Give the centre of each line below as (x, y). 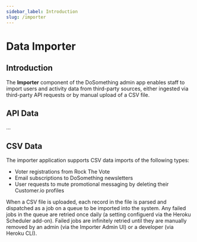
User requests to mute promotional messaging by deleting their (92, 184)
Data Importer (41, 46)
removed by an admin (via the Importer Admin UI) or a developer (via (90, 227)
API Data (22, 113)
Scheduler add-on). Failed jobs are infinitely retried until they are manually (96, 221)
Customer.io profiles (39, 191)
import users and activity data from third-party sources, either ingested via (97, 89)
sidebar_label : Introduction (42, 12)
